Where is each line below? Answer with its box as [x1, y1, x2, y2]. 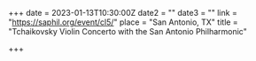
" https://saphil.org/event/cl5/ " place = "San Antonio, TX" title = [8, 17, 238, 27]
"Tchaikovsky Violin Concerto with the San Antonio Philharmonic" [8, 27, 247, 36]
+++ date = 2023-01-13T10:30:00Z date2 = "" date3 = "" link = [8, 8, 238, 18]
